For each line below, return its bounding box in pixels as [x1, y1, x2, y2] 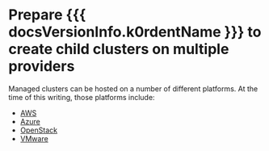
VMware [19, 133, 48, 143]
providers [8, 57, 75, 76]
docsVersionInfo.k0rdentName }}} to [8, 23, 262, 41]
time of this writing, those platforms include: [8, 92, 155, 102]
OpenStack [19, 125, 58, 135]
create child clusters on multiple [8, 40, 229, 58]
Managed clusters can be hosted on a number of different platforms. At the [8, 83, 258, 94]
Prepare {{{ [8, 6, 86, 24]
